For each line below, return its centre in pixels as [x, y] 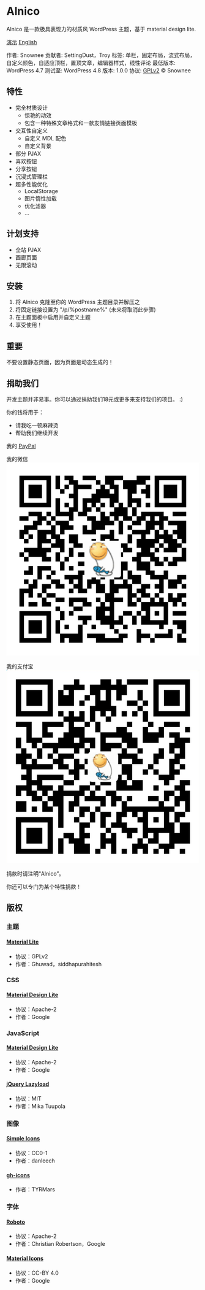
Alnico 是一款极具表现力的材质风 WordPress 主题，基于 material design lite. [101, 29]
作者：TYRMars [35, 1189]
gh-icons [18, 1175]
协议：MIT [28, 1098]
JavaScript [23, 1033]
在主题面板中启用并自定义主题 [53, 318]
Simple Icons [23, 1139]
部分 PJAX [28, 153]
